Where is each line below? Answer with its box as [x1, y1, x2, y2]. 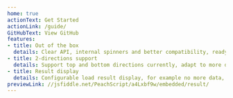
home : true [7, 10, 39, 17]
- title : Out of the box [7, 42, 79, 49]
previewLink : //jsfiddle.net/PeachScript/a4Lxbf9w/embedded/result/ [7, 81, 209, 88]
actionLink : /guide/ [7, 23, 67, 30]
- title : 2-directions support [7, 55, 98, 62]
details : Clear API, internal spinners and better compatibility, [13, 49, 209, 56]
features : [7, 36, 36, 43]
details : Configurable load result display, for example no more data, [13, 74, 225, 81]
